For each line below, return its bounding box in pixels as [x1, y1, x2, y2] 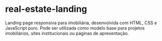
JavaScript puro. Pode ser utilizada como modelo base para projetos [5, 25, 145, 31]
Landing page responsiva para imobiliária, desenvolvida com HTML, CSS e [5, 20, 157, 26]
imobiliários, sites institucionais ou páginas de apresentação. [5, 30, 129, 36]
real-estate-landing [5, 3, 87, 15]
